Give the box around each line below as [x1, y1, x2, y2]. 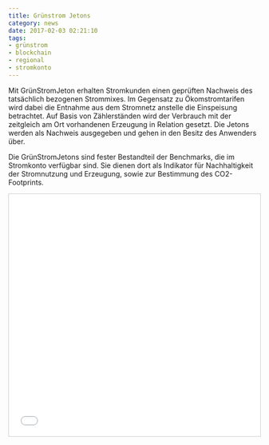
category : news [8, 19, 59, 27]
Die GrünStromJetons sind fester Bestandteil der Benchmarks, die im [8, 152, 235, 161]
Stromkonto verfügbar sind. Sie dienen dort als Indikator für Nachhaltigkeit [8, 161, 254, 170]
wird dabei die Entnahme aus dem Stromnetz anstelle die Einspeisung [8, 102, 238, 112]
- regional [8, 57, 45, 65]
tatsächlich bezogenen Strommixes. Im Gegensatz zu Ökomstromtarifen [8, 93, 245, 104]
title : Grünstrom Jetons [8, 11, 91, 20]
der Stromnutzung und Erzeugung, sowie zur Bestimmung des [8, 169, 213, 178]
